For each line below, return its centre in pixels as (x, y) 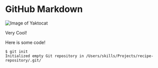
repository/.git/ (23, 60)
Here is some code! (25, 42)
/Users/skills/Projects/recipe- (120, 56)
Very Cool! (16, 32)
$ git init (17, 51)
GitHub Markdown (44, 9)
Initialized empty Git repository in (45, 56)
